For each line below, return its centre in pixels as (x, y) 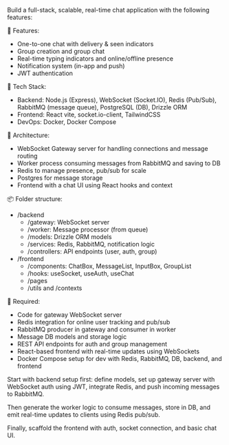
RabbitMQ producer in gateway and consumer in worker (97, 329)
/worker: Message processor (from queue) (88, 229)
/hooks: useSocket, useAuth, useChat (80, 273)
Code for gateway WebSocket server (69, 315)
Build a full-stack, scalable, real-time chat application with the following (108, 10)
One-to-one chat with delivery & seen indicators (85, 44)
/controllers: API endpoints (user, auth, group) (92, 251)
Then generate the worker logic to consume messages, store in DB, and (109, 407)
